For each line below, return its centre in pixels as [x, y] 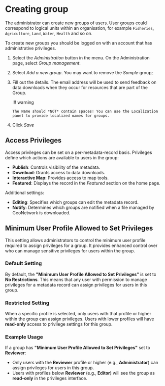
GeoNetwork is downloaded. [41, 213]
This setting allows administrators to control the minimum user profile [75, 240]
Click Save [23, 125]
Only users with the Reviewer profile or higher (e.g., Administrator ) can [85, 363]
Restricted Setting [27, 303]
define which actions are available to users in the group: [62, 157]
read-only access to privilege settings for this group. [59, 324]
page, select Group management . [47, 63]
